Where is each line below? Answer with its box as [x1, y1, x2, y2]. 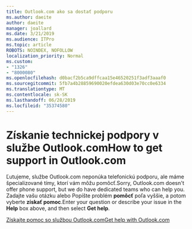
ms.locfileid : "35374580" [6, 102, 70, 109]
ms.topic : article [6, 42, 52, 48]
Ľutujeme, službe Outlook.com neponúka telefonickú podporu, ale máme [6, 173, 184, 180]
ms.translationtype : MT [6, 86, 65, 92]
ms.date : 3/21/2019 [6, 31, 55, 37]
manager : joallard [6, 25, 52, 32]
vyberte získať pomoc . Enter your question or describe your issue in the [6, 199, 182, 206]
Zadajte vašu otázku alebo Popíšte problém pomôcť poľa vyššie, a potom [6, 192, 186, 199]
